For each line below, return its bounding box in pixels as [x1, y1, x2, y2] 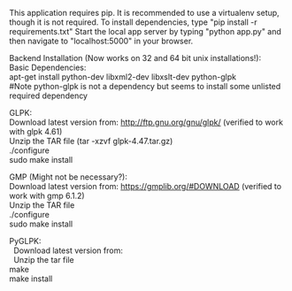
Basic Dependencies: [9, 62, 87, 73]
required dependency [9, 90, 88, 101]
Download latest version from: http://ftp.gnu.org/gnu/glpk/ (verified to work [9, 117, 283, 127]
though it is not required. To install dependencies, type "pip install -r [9, 17, 257, 27]
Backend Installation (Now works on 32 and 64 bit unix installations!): [9, 53, 262, 63]
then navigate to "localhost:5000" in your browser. [9, 35, 194, 46]
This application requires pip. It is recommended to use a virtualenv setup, [9, 8, 280, 18]
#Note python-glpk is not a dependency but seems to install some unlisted [9, 81, 281, 91]
